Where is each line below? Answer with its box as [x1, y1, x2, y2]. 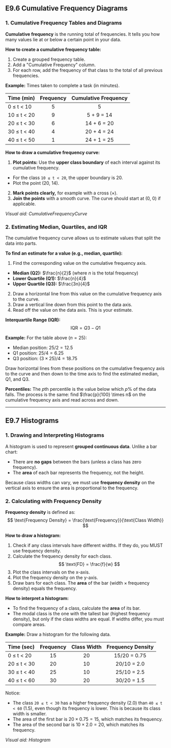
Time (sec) [8, 643, 35, 650]
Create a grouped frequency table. [12, 56, 85, 62]
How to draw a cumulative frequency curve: [5, 149, 100, 155]
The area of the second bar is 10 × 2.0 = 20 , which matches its [12, 721, 145, 728]
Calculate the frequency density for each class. [12, 553, 112, 559]
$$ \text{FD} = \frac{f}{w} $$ [58, 561, 121, 567]
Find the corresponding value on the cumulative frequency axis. [12, 260, 147, 266]
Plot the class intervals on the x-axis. [12, 569, 90, 575]
